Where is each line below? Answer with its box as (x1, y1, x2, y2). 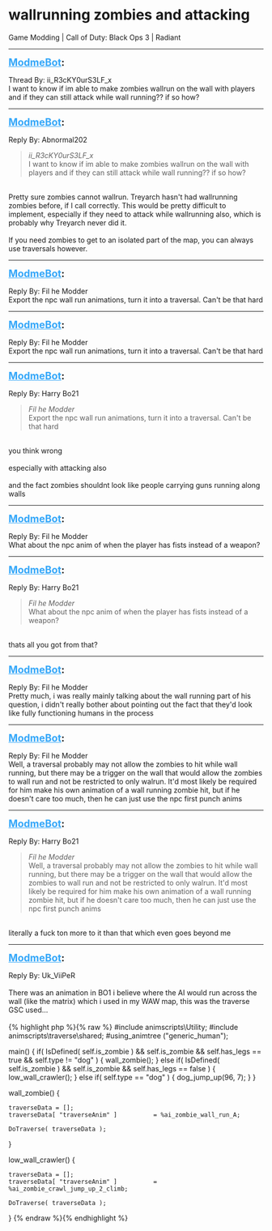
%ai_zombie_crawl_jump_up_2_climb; (8, 1185, 129, 1193)
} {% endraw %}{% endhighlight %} (8, 1213, 128, 1223)
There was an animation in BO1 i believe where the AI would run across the (8, 987, 257, 998)
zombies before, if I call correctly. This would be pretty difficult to (8, 200, 227, 210)
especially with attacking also (8, 463, 107, 472)
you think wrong (8, 446, 63, 455)
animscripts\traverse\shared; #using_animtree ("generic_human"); (8, 1031, 229, 1041)
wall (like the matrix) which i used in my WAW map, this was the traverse (8, 996, 250, 1006)
